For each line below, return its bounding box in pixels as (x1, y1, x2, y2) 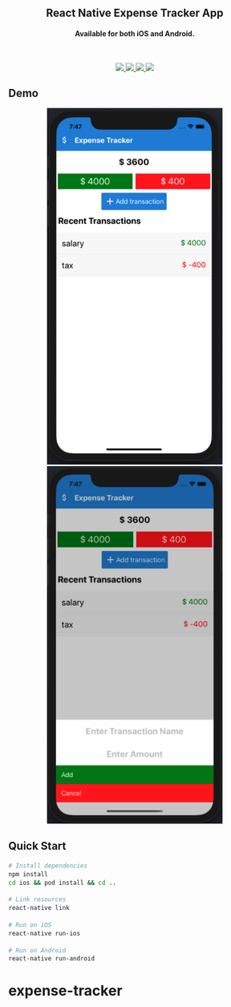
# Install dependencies (8, 862, 88, 870)
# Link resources (8, 895, 67, 903)
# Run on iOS (8, 920, 52, 929)
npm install (8, 870, 48, 878)
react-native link (8, 904, 70, 912)
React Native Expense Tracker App (46, 6, 224, 20)
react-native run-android (8, 955, 95, 963)
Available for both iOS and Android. (75, 28, 195, 39)
